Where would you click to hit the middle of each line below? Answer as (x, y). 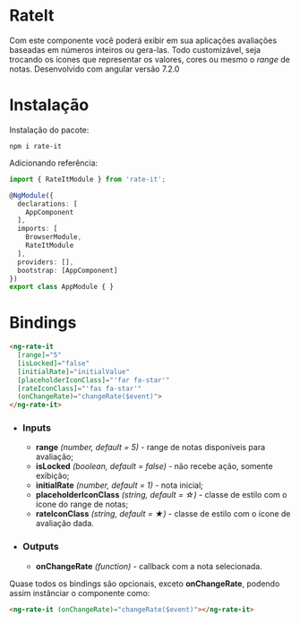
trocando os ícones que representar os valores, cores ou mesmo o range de (150, 59)
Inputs (37, 428)
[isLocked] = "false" (54, 363)
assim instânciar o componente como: (80, 593)
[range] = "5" (40, 355)
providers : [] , (46, 262)
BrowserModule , (54, 237)
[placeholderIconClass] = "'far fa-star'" (94, 380)
